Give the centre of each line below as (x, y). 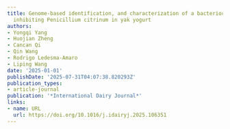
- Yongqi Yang (27, 32)
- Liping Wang (27, 64)
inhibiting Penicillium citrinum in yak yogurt (82, 20)
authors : (20, 26)
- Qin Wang (23, 52)
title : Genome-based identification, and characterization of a (101, 13)
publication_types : (35, 83)
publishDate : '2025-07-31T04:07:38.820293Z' (72, 77)
